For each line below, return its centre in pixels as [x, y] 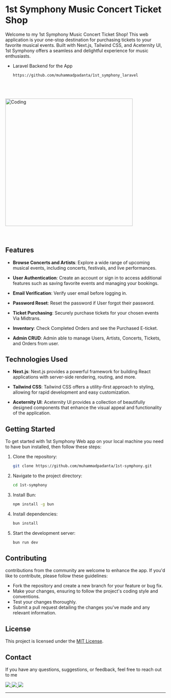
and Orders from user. [36, 343]
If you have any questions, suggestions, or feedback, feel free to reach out [83, 669]
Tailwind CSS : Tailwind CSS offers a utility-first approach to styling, [83, 387]
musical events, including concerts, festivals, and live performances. [84, 268]
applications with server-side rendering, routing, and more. [74, 377]
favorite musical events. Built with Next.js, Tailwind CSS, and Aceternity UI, [84, 45]
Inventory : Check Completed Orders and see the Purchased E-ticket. [85, 328]
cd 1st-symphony [30, 485]
